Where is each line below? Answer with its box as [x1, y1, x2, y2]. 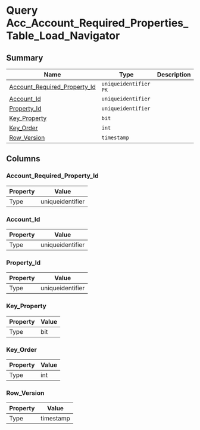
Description [157, 70, 191, 78]
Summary [6, 53, 43, 63]
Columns [6, 153, 40, 164]
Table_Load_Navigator [6, 29, 120, 42]
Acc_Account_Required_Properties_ [6, 16, 189, 30]
